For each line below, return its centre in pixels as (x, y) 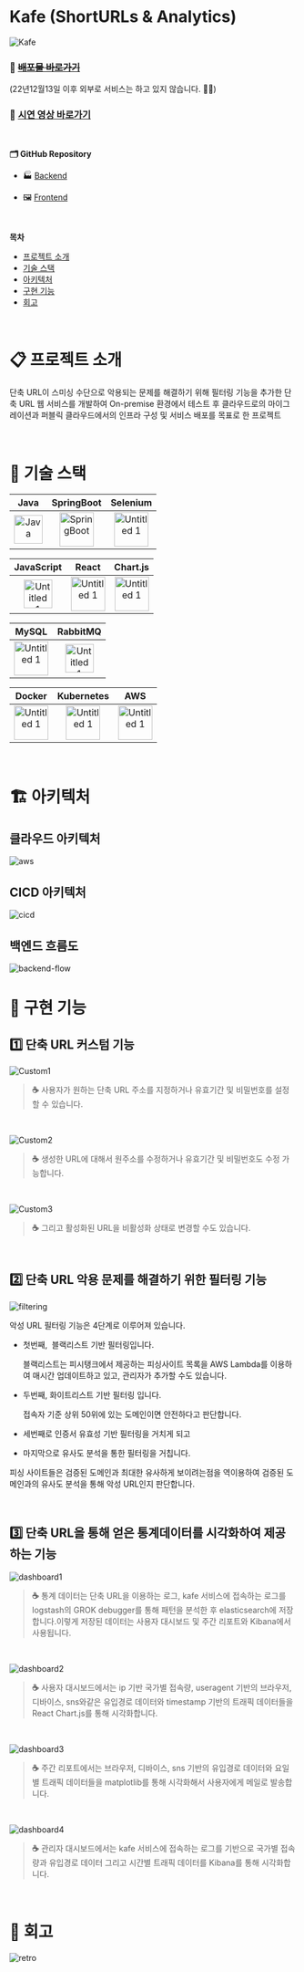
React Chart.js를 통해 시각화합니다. (95, 1713)
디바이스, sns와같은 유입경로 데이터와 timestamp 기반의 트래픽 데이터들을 (162, 1701)
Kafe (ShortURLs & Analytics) (123, 17)
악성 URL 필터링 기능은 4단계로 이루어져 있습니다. (97, 1325)
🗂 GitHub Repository (51, 153)
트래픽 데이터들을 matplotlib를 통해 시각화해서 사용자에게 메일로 (155, 1782)
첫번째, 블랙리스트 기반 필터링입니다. (88, 1344)
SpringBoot (76, 503)
